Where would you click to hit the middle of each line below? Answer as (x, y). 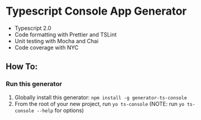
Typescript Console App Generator (96, 11)
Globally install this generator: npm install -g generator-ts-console (101, 97)
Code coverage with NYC (46, 48)
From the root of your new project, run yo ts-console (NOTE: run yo (99, 104)
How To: (22, 67)
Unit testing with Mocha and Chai (57, 41)
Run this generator (34, 84)
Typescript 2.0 (33, 28)
